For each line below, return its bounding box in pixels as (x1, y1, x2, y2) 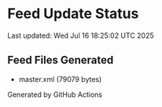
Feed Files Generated (7, 53, 114, 67)
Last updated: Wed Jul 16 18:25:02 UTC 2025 (7, 31, 154, 40)
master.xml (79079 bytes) (18, 74, 102, 83)
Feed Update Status (7, 5, 139, 23)
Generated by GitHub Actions (7, 90, 103, 99)
